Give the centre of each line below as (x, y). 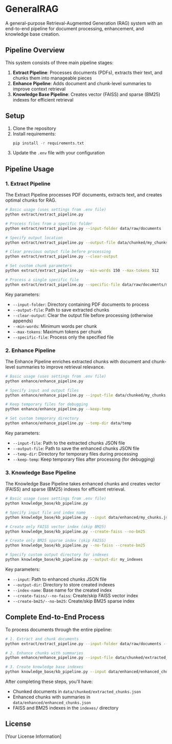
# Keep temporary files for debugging (47, 404)
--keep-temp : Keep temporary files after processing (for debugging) (84, 459)
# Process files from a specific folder (49, 224)
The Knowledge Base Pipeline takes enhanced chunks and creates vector (83, 484)
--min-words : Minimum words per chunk (55, 326)
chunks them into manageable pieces (52, 78)
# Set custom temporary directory (42, 419)
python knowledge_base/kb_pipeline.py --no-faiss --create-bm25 (75, 545)
